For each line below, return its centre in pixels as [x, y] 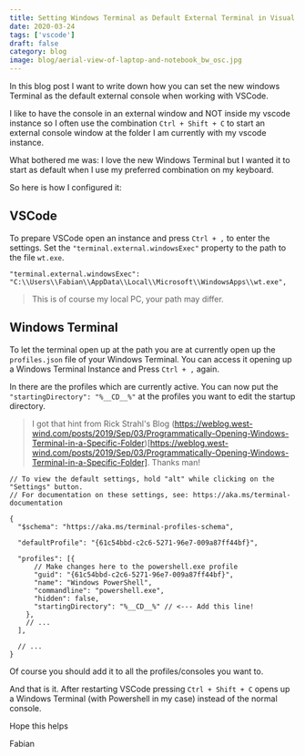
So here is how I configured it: [66, 187]
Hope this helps [39, 726]
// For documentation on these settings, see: [99, 495]
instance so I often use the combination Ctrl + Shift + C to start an [137, 123]
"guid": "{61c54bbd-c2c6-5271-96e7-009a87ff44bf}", [133, 575]
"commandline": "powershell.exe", [99, 590]
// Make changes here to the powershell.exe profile [136, 567]
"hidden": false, [66, 598]
